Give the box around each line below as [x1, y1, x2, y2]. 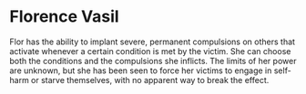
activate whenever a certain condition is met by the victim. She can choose [9, 45, 291, 56]
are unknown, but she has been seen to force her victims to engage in [9, 65, 272, 76]
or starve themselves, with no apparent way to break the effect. [30, 74, 270, 85]
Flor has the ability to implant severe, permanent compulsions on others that [9, 36, 296, 47]
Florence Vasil [9, 6, 120, 27]
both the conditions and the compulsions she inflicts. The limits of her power [9, 55, 297, 66]
